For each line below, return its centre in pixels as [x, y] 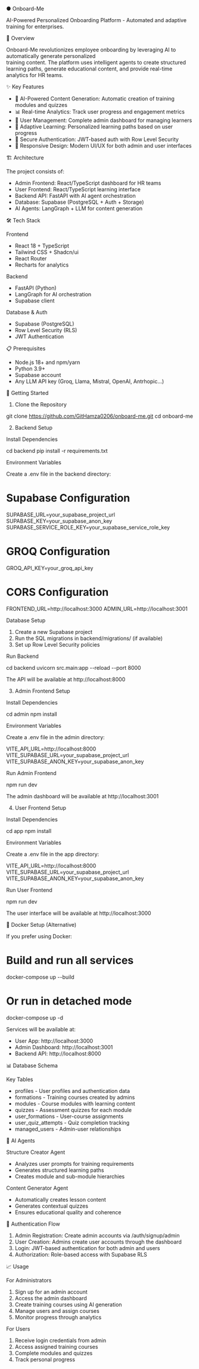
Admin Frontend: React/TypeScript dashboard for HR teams [88, 183]
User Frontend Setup [41, 808]
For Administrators [29, 1280]
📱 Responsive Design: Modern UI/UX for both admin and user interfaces [103, 146]
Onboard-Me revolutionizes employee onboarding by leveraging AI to [91, 50]
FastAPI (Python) [35, 288]
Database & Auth [27, 312]
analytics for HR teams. [35, 75]
